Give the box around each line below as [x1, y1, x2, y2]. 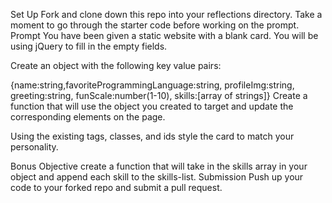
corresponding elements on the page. [10, 111, 166, 123]
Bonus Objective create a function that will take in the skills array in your [10, 160, 308, 172]
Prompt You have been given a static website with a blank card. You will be [10, 30, 319, 41]
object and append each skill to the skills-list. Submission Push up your [10, 171, 304, 183]
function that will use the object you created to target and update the [10, 100, 294, 112]
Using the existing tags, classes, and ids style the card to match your [10, 130, 295, 142]
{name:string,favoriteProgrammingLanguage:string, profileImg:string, [10, 79, 295, 91]
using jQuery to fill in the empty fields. [10, 40, 168, 52]
